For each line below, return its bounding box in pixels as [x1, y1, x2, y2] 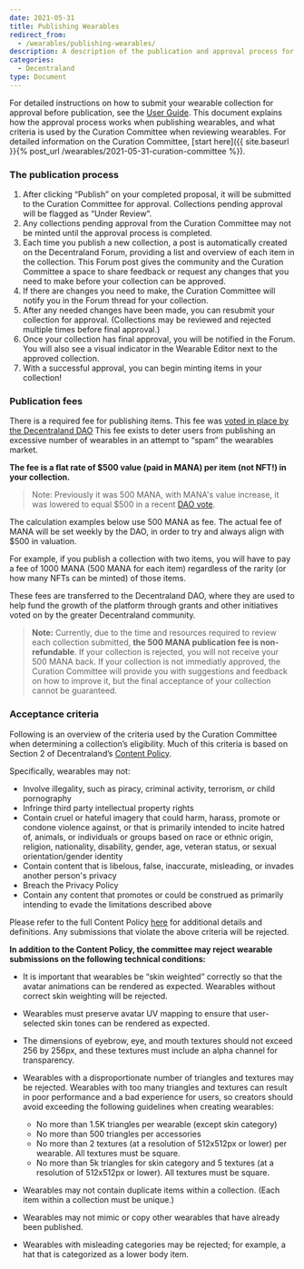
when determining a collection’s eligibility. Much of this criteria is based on [9, 738, 289, 749]
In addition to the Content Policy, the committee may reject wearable [9, 944, 273, 955]
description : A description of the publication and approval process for [9, 47, 295, 56]
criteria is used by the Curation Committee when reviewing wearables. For [9, 126, 287, 137]
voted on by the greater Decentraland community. [9, 610, 196, 620]
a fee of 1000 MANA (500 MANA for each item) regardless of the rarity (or [9, 563, 287, 574]
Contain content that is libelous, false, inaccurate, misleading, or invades [22, 860, 295, 871]
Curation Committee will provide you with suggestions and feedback [31, 666, 288, 677]
